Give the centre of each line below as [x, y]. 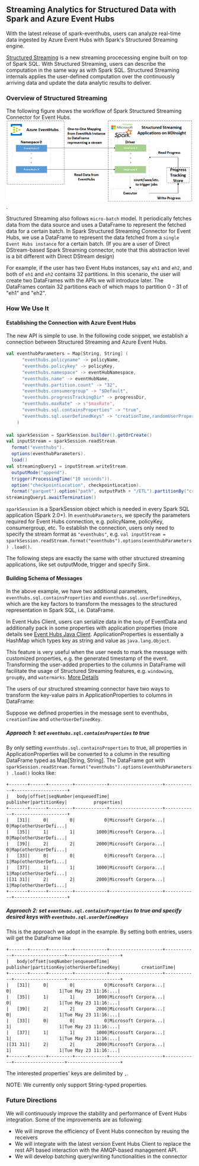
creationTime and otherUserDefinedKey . [54, 719]
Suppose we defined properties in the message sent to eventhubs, [87, 713]
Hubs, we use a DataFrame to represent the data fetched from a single [93, 237]
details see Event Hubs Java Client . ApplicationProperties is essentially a [95, 634]
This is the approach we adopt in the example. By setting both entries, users [99, 932]
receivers [26, 1137]
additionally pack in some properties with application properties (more [92, 628]
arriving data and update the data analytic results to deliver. [79, 82]
